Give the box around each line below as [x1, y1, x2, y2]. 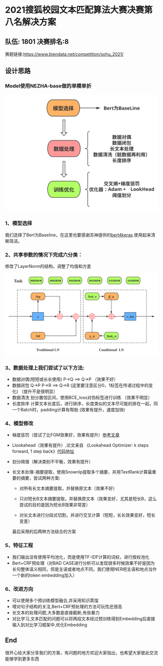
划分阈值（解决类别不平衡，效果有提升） [12, 459, 93, 465]
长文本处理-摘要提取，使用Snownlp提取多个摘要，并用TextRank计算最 [12, 469, 152, 475]
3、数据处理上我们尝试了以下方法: [5, 364, 85, 371]
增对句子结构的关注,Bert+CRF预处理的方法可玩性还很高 [12, 604, 122, 610]
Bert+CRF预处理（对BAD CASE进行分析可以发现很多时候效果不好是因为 [12, 560, 155, 566]
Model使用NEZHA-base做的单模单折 [5, 83, 92, 89]
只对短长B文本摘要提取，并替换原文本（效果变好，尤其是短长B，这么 [19, 496, 157, 502]
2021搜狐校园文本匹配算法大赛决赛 [5, 4, 145, 16]
